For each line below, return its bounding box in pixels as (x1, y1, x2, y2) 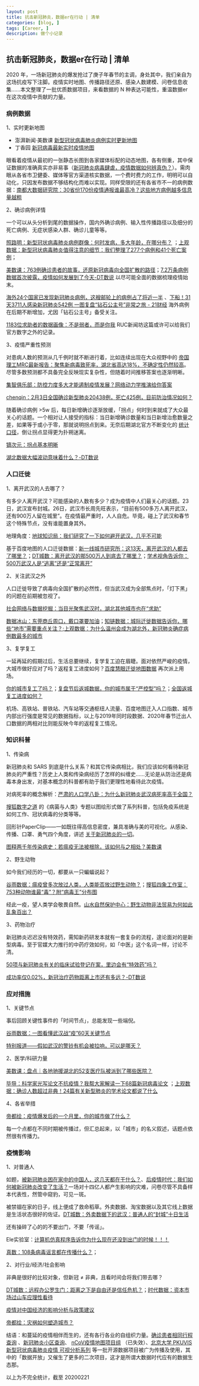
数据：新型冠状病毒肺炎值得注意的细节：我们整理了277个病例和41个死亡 (6, 247, 182, 254)
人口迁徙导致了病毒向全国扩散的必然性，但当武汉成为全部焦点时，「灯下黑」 (6, 585, 191, 592)
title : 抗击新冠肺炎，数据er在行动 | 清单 (6, 14, 100, 20)
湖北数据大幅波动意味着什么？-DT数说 (6, 454, 99, 461)
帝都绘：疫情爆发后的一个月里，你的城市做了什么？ (6, 1113, 131, 1120)
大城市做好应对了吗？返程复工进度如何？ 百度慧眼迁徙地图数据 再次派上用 (6, 665, 184, 672)
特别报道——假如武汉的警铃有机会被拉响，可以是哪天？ (6, 1042, 141, 1049)
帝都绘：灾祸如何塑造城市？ (6, 1319, 74, 1326)
